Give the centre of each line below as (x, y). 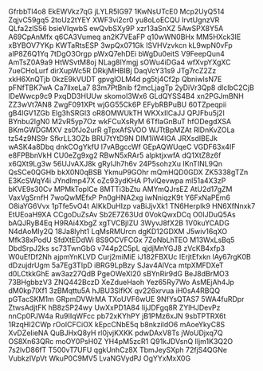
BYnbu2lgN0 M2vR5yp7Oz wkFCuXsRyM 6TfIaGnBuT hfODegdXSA (120, 121)
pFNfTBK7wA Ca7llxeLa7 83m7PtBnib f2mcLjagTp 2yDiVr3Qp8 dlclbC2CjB (131, 88)
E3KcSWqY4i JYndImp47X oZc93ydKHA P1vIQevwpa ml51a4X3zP (117, 181)
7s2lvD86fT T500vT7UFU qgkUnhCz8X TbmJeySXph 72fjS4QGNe (118, 350)
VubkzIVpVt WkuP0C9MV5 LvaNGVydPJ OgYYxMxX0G (100, 358)
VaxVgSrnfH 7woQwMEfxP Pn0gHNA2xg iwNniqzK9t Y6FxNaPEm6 (120, 197)
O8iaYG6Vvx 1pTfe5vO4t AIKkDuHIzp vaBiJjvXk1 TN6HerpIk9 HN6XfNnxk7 (132, 206)
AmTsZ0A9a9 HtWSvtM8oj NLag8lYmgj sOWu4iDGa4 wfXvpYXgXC (120, 62)
